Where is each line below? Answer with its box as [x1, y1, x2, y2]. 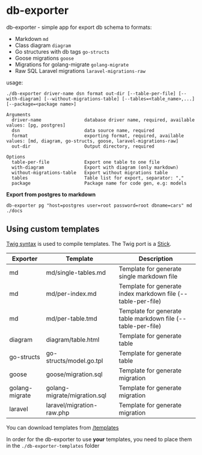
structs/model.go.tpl [46, 356, 103, 365]
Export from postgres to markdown [6, 190, 96, 198]
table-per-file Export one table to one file [11, 159, 161, 165]
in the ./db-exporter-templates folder [6, 442, 100, 449]
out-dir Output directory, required [11, 143, 155, 149]
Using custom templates [6, 224, 100, 234]
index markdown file [118, 289, 176, 298]
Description [138, 254, 173, 263]
